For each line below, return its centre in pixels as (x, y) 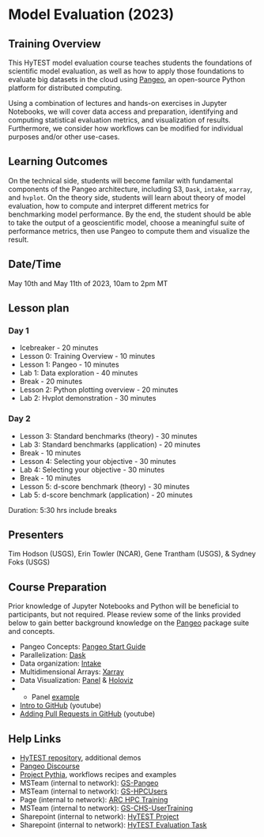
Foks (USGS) (29, 562)
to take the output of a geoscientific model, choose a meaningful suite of (126, 222)
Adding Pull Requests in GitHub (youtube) (87, 714)
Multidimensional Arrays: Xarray (72, 672)
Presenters (36, 535)
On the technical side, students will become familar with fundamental (121, 180)
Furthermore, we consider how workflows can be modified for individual (126, 128)
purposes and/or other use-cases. (64, 137)
